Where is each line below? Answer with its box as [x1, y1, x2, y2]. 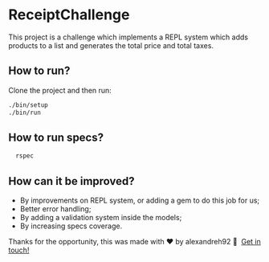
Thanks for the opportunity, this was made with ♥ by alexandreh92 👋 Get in [8, 237, 261, 246]
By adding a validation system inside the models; [19, 213, 182, 222]
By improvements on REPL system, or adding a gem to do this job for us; [19, 195, 260, 205]
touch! [8, 245, 30, 255]
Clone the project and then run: [8, 85, 112, 95]
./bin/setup [8, 100, 48, 109]
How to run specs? [8, 130, 104, 144]
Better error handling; [19, 204, 92, 214]
